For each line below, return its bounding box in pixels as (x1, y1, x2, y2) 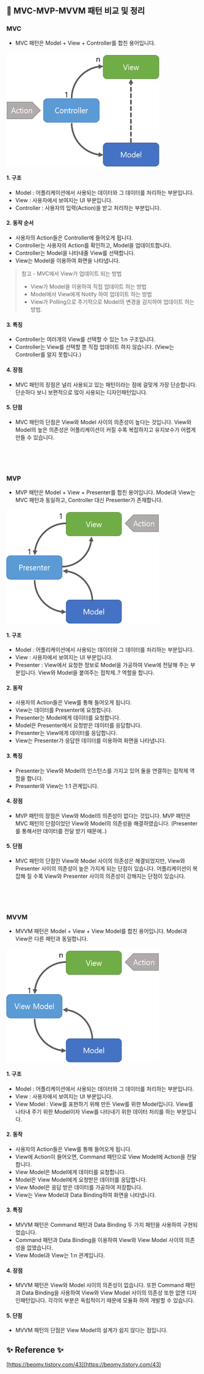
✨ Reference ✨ (6, 1345, 64, 1355)
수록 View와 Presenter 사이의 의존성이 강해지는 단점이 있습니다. (33, 872, 186, 880)
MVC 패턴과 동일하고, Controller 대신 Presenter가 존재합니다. (15, 497, 163, 503)
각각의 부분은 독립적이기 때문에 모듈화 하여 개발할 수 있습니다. (48, 1297, 195, 1304)
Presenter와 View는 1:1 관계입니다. (15, 782, 99, 789)
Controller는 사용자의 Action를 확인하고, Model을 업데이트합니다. (15, 242, 172, 249)
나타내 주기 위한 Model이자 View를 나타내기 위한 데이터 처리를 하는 (15, 1108, 175, 1115)
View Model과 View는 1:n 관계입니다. (15, 1251, 105, 1259)
